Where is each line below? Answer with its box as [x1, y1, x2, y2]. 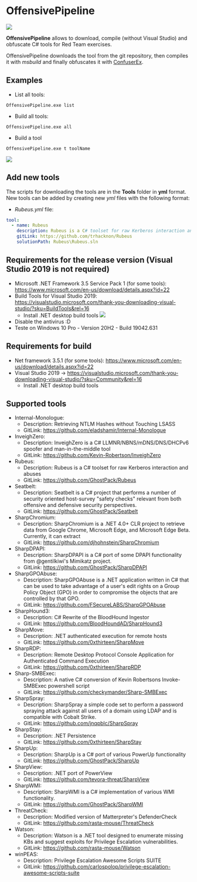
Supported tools [6, 398, 67, 408]
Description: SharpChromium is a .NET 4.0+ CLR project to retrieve [23, 521, 185, 528]
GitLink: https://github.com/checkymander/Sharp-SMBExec [23, 688, 168, 696]
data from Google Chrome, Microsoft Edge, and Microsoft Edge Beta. [23, 526, 191, 533]
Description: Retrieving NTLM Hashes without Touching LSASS [23, 421, 176, 428]
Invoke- [162, 676, 181, 683]
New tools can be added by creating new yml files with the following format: [6, 194, 190, 201]
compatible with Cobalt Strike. [23, 714, 97, 721]
